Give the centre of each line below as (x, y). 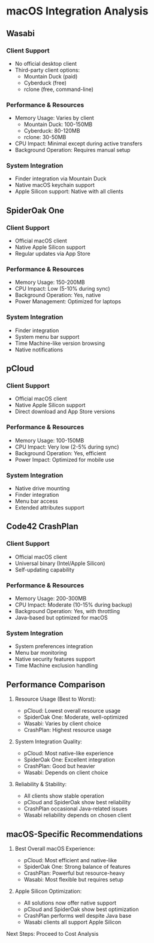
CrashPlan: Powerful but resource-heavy (74, 873)
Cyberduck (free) (45, 83)
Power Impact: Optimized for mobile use (64, 459)
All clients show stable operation (64, 796)
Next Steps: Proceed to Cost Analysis (52, 933)
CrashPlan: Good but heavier (60, 766)
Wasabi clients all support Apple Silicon (73, 922)
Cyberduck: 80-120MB (52, 131)
